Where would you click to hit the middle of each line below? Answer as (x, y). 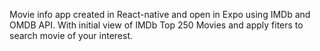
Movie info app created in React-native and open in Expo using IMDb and (160, 14)
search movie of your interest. (71, 35)
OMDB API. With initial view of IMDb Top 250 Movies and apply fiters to (156, 25)
